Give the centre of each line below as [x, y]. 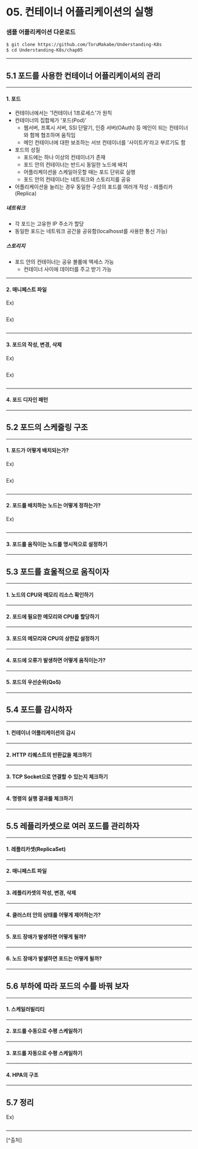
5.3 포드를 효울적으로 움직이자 [58, 572]
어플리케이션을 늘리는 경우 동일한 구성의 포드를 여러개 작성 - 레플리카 [94, 187]
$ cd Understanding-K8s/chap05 [44, 50]
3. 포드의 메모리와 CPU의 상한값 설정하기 [53, 639]
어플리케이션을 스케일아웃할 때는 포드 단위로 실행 [79, 172]
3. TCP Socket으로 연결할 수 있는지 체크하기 [57, 776]
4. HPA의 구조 [22, 1074]
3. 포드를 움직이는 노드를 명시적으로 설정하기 [57, 544]
